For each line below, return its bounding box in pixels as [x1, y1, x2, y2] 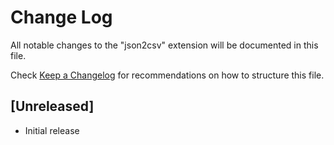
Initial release [24, 124, 80, 136]
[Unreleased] [10, 98, 95, 115]
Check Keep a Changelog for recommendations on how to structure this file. [10, 69, 325, 81]
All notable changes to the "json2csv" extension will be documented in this [10, 39, 319, 51]
